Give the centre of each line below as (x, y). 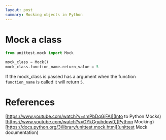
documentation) (22, 132)
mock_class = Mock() (27, 62)
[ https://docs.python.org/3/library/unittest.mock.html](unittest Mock (76, 127)
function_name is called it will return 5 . (45, 82)
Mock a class (34, 40)
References (30, 102)
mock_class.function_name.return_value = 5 (52, 67)
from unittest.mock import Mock (39, 53)
